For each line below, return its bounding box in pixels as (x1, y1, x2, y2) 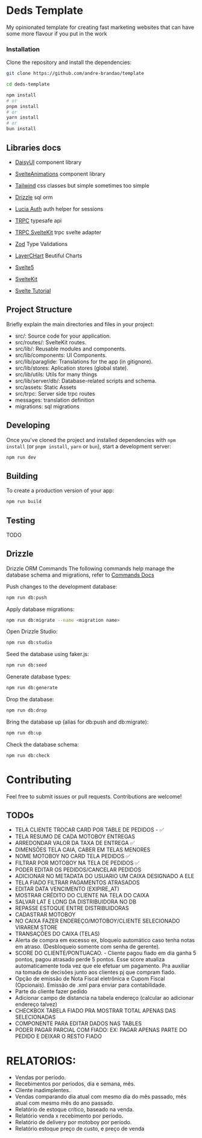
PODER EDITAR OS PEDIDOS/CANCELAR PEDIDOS (14, 866, 142, 873)
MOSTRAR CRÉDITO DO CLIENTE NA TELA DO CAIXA (14, 892, 150, 899)
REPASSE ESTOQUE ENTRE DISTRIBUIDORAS (14, 905, 129, 912)
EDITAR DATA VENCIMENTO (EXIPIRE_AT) (14, 885, 119, 893)
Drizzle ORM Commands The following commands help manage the (6, 564, 175, 572)
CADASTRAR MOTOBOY (14, 911, 76, 918)
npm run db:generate (6, 685, 58, 691)
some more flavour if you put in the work (6, 30, 107, 37)
